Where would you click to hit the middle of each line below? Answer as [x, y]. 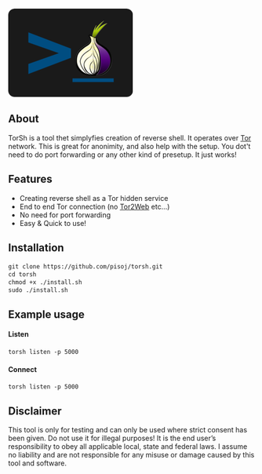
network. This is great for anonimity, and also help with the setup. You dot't [129, 146]
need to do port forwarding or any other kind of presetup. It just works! [122, 155]
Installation [36, 248]
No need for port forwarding [65, 215]
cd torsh [22, 275]
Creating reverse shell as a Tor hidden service [94, 198]
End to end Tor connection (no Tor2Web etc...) [95, 206]
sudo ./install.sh [38, 290]
